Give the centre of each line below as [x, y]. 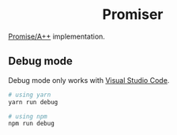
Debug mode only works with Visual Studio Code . [89, 80]
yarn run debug [33, 102]
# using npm [28, 116]
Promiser [133, 15]
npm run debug [32, 124]
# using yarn [30, 95]
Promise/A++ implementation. [56, 36]
